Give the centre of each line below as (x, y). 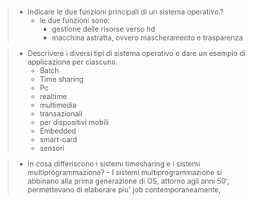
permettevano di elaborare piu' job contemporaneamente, (124, 189)
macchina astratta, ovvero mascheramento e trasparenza (147, 37)
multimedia (58, 105)
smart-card (58, 140)
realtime (53, 96)
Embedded (58, 131)
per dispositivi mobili (74, 122)
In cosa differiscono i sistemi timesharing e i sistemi (114, 164)
